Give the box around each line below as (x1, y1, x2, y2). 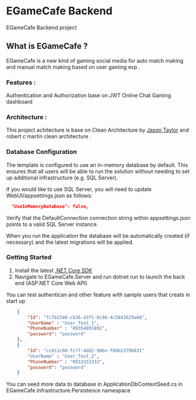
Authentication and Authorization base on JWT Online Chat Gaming (6, 92, 171, 99)
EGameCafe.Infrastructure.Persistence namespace (6, 387, 131, 394)
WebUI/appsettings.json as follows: (6, 192, 93, 199)
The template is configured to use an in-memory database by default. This (6, 161, 188, 168)
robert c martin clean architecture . (6, 133, 91, 140)
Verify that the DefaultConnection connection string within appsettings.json (6, 214, 191, 221)
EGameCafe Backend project (6, 24, 77, 31)
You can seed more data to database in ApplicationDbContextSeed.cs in (6, 380, 183, 388)
